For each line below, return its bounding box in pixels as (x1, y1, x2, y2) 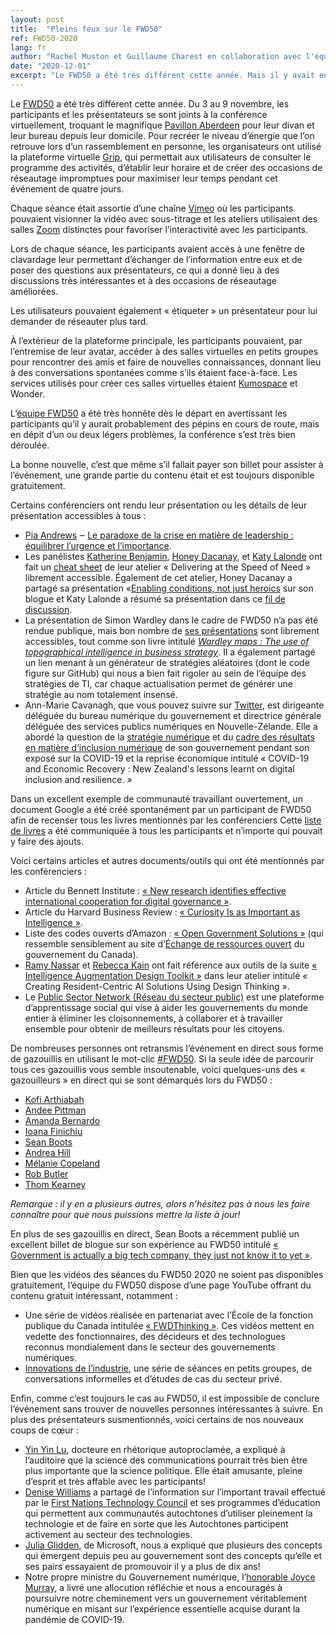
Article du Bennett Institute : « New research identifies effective (24, 884, 287, 896)
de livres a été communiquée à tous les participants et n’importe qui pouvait (10, 824, 323, 836)
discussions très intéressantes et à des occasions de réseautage (10, 274, 277, 286)
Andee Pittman (24, 1104, 87, 1116)
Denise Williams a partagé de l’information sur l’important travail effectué (24, 1486, 326, 1498)
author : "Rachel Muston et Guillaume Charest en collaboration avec (10, 52, 302, 62)
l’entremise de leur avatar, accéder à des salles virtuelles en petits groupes (10, 345, 319, 357)
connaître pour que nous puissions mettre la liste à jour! (10, 1208, 241, 1220)
